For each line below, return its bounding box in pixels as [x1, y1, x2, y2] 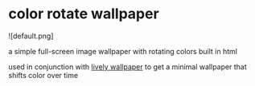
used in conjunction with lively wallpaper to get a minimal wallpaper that [8, 61, 247, 72]
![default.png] [8, 31, 54, 41]
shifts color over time [8, 70, 79, 80]
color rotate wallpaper [8, 5, 159, 23]
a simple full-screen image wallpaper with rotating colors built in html [8, 46, 237, 56]
